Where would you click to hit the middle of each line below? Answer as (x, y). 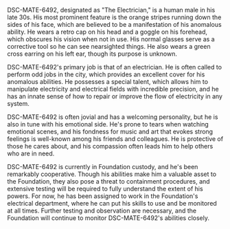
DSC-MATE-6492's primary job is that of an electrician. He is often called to (114, 67)
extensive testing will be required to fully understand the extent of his (105, 189)
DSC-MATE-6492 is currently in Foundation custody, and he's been (103, 167)
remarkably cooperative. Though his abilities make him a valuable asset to (112, 174)
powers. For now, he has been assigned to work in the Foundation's (103, 196)
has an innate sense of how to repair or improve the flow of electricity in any (115, 96)
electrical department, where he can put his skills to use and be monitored (112, 203)
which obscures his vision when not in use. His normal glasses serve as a (111, 39)
